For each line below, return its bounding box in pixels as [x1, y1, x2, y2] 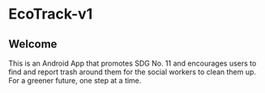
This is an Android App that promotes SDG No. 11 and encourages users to [8, 58, 257, 68]
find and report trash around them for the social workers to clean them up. [8, 67, 257, 77]
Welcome [8, 37, 58, 51]
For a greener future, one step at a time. [8, 76, 142, 85]
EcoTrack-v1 [8, 5, 93, 23]
